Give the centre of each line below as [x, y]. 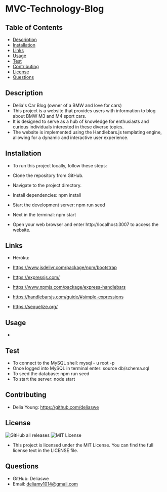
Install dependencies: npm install [47, 195]
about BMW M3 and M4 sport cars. [49, 116]
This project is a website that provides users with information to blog [84, 110]
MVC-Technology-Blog [55, 9]
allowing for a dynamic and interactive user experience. [71, 138]
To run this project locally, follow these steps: [60, 165]
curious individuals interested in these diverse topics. [68, 126]
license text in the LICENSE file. [45, 450]
